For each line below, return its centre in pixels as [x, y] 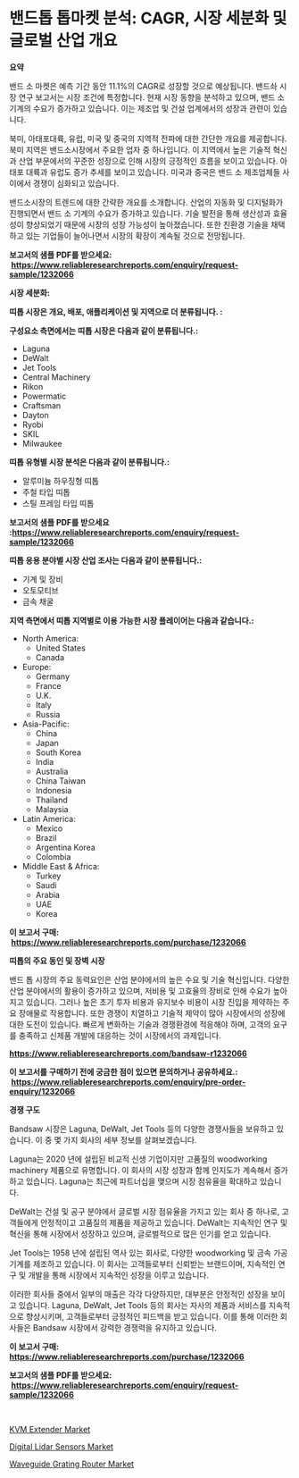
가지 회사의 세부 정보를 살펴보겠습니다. [130, 1139]
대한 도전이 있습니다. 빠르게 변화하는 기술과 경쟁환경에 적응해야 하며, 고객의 [140, 1024]
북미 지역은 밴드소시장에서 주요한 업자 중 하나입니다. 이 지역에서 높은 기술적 [140, 149]
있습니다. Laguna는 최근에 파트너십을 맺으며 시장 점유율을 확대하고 [141, 1181]
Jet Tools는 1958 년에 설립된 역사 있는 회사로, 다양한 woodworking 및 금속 [141, 1253]
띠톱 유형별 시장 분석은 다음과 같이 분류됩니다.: [89, 462]
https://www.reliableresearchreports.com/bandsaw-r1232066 [128, 1053]
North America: [50, 638]
